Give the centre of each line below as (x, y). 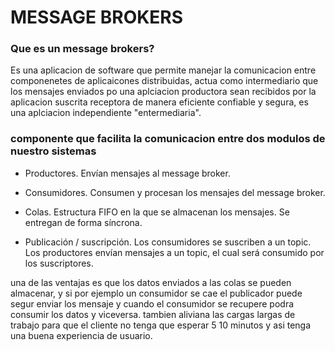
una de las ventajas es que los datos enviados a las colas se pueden (151, 282)
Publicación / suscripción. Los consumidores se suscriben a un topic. (168, 242)
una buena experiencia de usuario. (81, 335)
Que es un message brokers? (82, 49)
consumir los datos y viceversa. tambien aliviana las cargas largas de (153, 314)
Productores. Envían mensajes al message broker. (127, 173)
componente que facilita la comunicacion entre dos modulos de (168, 139)
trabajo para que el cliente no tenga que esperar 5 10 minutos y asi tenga (161, 325)
